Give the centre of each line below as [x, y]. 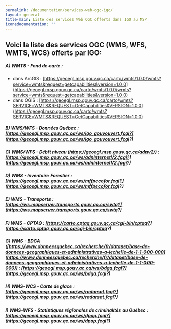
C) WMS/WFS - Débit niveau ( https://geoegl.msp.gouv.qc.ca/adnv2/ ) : [82, 152]
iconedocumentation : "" [31, 24]
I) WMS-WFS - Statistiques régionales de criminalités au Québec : [77, 310]
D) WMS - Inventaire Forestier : [39, 175]
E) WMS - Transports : [29, 199]
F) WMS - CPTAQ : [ [26, 223]
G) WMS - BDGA [23, 241]
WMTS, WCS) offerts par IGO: [54, 53]
